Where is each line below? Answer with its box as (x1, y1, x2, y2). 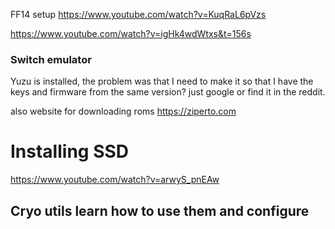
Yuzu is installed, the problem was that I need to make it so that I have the (10, 75, 314, 88)
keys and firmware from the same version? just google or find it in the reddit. (10, 86, 326, 98)
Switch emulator (10, 52, 92, 66)
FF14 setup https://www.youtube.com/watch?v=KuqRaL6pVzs (10, 9, 267, 20)
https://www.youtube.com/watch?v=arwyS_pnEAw (10, 174, 220, 186)
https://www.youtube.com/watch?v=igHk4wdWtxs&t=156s (10, 28, 252, 39)
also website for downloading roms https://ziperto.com (10, 105, 237, 118)
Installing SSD (10, 140, 130, 163)
